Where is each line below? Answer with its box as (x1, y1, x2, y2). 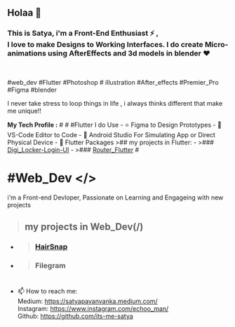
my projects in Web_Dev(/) (24, 221, 144, 233)
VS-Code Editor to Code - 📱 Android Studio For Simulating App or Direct (7, 130, 216, 139)
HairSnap (34, 242, 68, 251)
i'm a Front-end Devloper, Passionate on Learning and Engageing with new (7, 193, 224, 202)
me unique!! (7, 106, 42, 115)
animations (7, 48, 47, 58)
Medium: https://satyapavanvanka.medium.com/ (17, 297, 158, 305)
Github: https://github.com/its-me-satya (17, 312, 133, 321)
